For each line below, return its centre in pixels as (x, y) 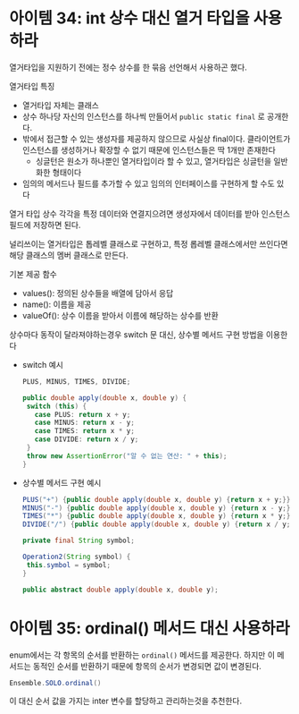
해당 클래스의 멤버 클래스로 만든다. (69, 255)
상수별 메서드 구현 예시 (62, 482)
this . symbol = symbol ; (69, 565)
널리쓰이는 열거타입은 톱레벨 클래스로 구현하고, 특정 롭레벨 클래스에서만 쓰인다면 (149, 243)
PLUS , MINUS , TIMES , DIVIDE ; (76, 381)
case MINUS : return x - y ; (85, 423)
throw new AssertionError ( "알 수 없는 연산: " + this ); (127, 456)
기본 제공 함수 (33, 274)
